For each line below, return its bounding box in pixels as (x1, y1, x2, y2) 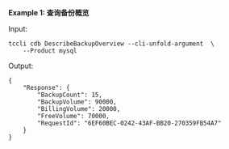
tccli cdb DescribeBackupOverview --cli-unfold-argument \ (8, 40, 215, 48)
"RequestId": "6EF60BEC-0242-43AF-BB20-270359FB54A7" (37, 119, 222, 127)
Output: (8, 61, 34, 70)
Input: (8, 24, 28, 33)
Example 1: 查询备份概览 (8, 8, 90, 17)
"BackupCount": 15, (37, 91, 103, 99)
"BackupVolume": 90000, (37, 98, 117, 106)
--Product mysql (23, 47, 78, 55)
